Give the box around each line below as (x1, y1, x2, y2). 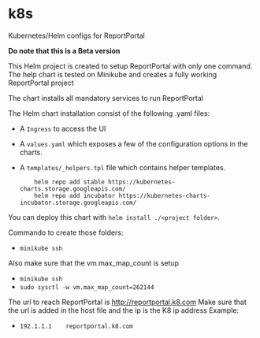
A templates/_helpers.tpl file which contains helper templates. (19, 162, 226, 172)
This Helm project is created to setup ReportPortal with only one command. (8, 61, 253, 71)
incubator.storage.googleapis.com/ (19, 199, 137, 206)
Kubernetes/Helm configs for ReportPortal (8, 31, 146, 40)
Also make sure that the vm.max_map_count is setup (8, 258, 180, 268)
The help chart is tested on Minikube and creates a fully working (8, 69, 217, 79)
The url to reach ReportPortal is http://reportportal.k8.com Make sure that (8, 297, 247, 306)
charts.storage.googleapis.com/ (19, 184, 126, 193)
